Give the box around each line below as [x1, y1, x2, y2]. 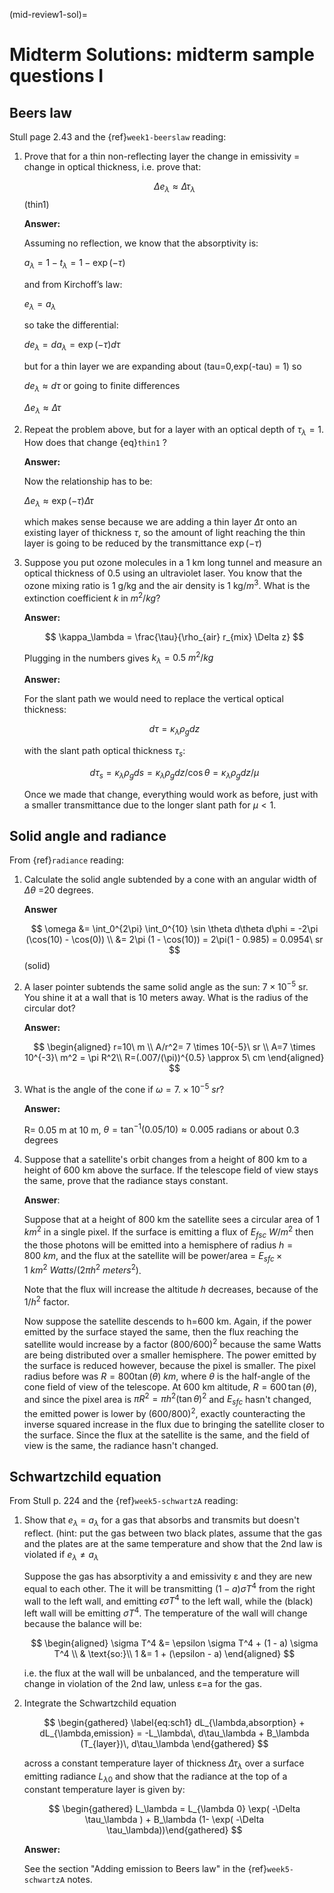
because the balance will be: [23, 1618, 142, 1630]
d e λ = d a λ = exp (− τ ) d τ [23, 339, 121, 353]
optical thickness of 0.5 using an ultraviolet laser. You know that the [23, 567, 303, 579]
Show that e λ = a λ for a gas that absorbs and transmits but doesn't [23, 1514, 300, 1529]
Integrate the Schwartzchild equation [23, 1697, 177, 1709]
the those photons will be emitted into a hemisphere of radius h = [23, 1239, 294, 1251]
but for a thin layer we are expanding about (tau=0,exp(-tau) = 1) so [23, 360, 302, 373]
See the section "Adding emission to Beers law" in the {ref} [23, 1862, 268, 1874]
